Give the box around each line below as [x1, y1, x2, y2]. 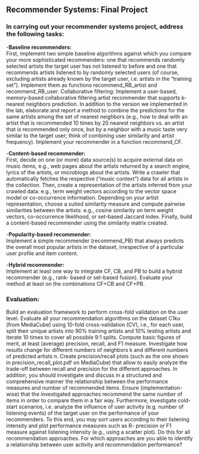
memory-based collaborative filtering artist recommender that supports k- [6, 94, 187, 101]
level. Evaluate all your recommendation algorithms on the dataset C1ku [6, 314, 181, 321]
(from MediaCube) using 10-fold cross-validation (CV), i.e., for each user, [6, 321, 185, 328]
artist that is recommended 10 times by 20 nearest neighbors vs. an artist [6, 119, 185, 127]
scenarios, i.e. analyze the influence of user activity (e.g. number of [18, 403, 184, 410]
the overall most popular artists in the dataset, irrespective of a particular [6, 243, 184, 250]
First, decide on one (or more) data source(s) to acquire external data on [6, 156, 183, 163]
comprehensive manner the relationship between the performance [6, 377, 168, 385]
